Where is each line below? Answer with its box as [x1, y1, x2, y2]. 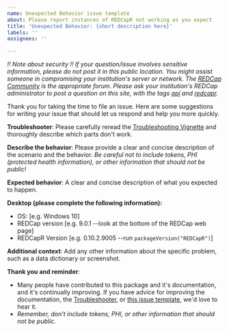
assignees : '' [7, 36, 48, 42]
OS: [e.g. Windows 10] [16, 212, 80, 221]
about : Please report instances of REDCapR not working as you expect [7, 16, 213, 23]
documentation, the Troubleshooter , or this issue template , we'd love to [16, 295, 218, 304]
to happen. [7, 186, 38, 194]
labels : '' [7, 29, 38, 36]
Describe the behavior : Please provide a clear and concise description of [7, 143, 215, 152]
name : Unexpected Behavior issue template [7, 10, 130, 17]
